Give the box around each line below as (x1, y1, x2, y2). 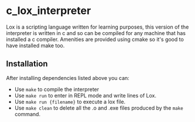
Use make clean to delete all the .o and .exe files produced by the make (14, 104, 183, 111)
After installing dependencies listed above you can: (6, 74, 130, 81)
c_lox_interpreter (6, 4, 91, 18)
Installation (6, 59, 48, 69)
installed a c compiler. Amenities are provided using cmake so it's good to (6, 36, 184, 43)
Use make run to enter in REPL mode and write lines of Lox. (14, 92, 157, 99)
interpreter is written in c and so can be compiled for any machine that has (6, 29, 186, 36)
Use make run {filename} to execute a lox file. (14, 98, 126, 105)
